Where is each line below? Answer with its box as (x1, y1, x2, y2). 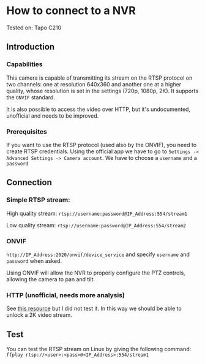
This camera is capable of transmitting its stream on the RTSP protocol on (6, 74, 193, 82)
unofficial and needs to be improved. (6, 112, 99, 119)
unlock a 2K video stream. (6, 311, 72, 319)
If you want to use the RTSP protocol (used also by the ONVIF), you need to (6, 141, 197, 148)
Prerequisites (6, 127, 47, 135)
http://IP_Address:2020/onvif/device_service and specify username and (6, 251, 190, 258)
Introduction (6, 42, 55, 52)
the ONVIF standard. (6, 93, 55, 101)
